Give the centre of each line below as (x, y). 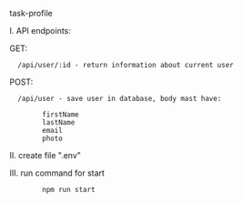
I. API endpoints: (40, 30)
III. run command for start (57, 173)
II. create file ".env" (46, 155)
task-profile (31, 13)
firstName (61, 115)
